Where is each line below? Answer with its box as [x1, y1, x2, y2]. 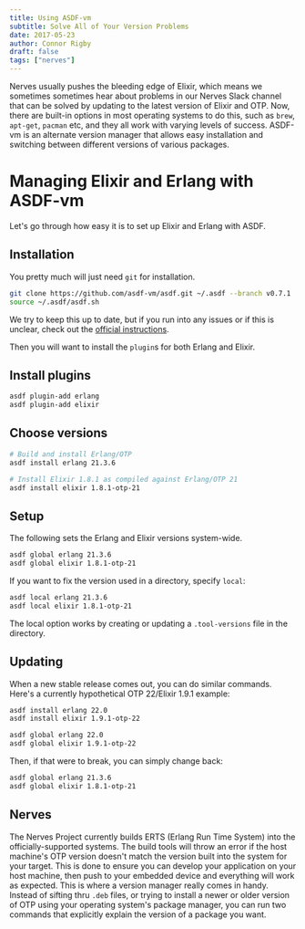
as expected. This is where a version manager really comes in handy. [9, 880, 269, 891]
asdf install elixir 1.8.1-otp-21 [9, 483, 141, 493]
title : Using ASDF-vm [9, 13, 92, 23]
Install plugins [9, 367, 91, 383]
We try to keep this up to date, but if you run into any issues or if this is [9, 314, 275, 325]
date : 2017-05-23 [9, 30, 76, 39]
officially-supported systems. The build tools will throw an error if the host [9, 840, 288, 851]
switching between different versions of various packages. [9, 139, 229, 150]
